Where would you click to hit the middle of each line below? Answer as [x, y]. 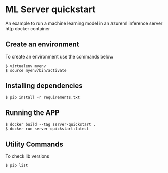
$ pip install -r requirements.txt [43, 97]
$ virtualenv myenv [26, 66]
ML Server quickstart [50, 9]
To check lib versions [27, 156]
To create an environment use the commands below [59, 56]
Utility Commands [34, 144]
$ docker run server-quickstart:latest [47, 129]
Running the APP [32, 113]
